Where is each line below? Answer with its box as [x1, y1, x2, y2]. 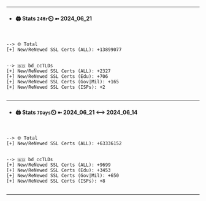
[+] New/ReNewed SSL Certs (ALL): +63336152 [6, 140, 122, 147]
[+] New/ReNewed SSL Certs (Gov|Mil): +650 [6, 173, 120, 179]
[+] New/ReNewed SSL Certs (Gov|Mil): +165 [6, 79, 120, 85]
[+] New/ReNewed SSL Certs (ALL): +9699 [6, 162, 112, 169]
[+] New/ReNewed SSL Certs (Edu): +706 [6, 74, 109, 80]
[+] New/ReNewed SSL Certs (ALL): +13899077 [6, 47, 122, 53]
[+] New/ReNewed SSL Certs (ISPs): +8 [6, 178, 105, 184]
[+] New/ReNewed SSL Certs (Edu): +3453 [6, 167, 112, 173]
